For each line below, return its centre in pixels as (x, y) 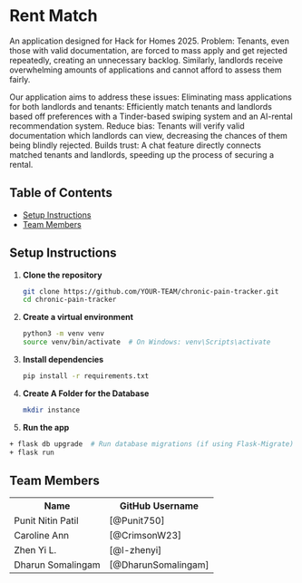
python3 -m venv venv (63, 334)
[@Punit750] (137, 520)
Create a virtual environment (78, 317)
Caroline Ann (42, 536)
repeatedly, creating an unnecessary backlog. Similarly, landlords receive (146, 60)
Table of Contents (61, 193)
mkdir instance (51, 410)
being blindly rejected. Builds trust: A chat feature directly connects (135, 145)
